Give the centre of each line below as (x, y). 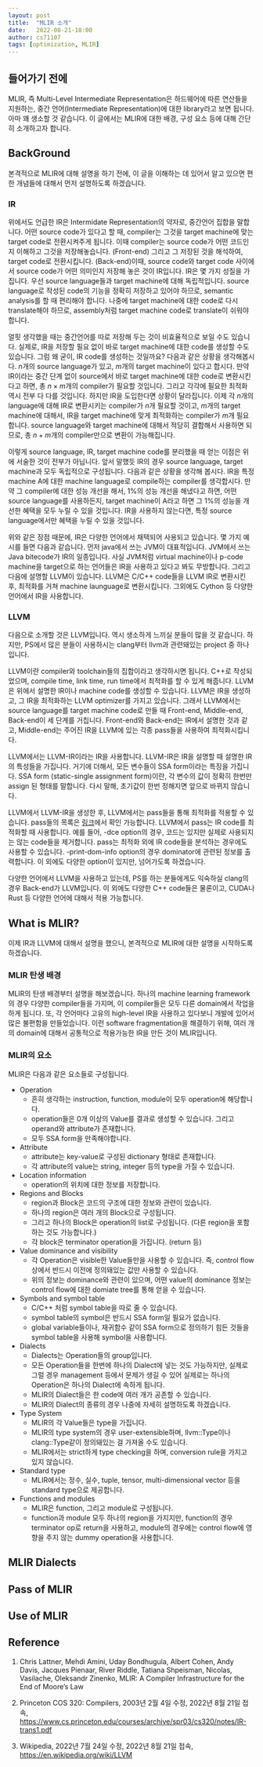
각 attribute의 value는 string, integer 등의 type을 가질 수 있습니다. (133, 1166)
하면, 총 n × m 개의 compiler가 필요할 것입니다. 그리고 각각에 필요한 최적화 (135, 386)
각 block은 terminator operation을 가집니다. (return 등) (116, 1242)
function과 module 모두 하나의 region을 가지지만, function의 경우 (132, 1517)
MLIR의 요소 (30, 1055)
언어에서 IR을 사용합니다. (46, 596)
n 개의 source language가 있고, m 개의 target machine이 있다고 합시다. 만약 (134, 367)
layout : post (29, 15)
